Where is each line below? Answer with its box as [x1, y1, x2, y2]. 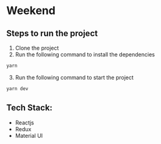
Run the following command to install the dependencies [15, 51, 156, 58]
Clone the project [15, 44, 59, 51]
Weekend [6, 4, 56, 18]
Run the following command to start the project [15, 74, 134, 81]
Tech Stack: [6, 102, 53, 113]
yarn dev [6, 85, 29, 92]
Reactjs [15, 119, 35, 126]
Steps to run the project [6, 28, 98, 39]
